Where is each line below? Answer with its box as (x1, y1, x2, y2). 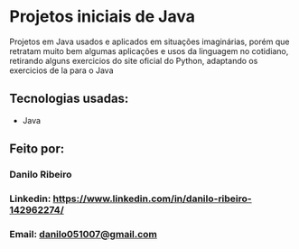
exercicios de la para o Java (9, 65, 115, 76)
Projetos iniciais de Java (9, 6, 196, 27)
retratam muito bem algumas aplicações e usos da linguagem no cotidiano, (9, 45, 289, 56)
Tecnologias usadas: (9, 91, 129, 106)
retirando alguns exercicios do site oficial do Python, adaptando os (9, 55, 258, 66)
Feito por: (9, 142, 65, 157)
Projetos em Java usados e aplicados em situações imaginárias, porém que (9, 36, 290, 47)
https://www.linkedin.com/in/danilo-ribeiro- (52, 192, 252, 205)
